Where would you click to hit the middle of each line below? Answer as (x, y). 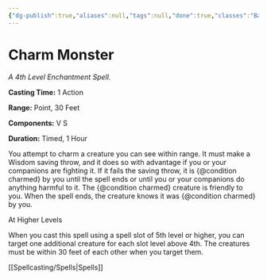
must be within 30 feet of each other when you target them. (106, 251)
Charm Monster (61, 54)
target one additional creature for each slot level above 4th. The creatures (129, 244)
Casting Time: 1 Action (46, 92)
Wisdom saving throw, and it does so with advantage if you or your (118, 162)
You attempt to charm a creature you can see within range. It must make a (129, 153)
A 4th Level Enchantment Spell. (60, 77)
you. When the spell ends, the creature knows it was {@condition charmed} (132, 196)
